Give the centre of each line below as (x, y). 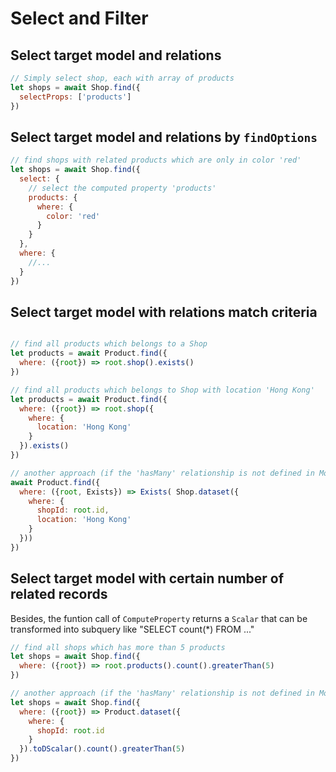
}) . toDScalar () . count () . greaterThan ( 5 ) (102, 749)
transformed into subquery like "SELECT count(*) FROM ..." (132, 629)
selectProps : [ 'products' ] (75, 97)
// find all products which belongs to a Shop (109, 344)
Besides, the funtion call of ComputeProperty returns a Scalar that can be (159, 618)
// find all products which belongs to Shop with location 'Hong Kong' (162, 390)
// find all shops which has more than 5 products (118, 647)
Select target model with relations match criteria (164, 312)
